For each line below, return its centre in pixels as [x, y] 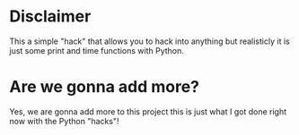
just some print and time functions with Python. [97, 50]
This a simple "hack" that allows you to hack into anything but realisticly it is [149, 41]
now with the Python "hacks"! [64, 121]
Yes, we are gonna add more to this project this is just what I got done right [148, 111]
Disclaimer [50, 17]
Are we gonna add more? [105, 87]
